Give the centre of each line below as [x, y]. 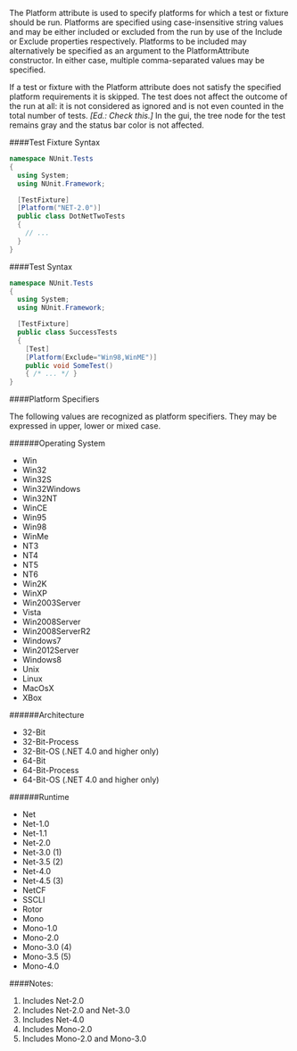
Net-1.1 [34, 833]
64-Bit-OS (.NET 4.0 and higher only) [91, 780]
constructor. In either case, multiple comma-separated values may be [137, 60]
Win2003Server [51, 603]
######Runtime [39, 797]
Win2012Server [50, 650]
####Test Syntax [41, 266]
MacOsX [38, 688]
